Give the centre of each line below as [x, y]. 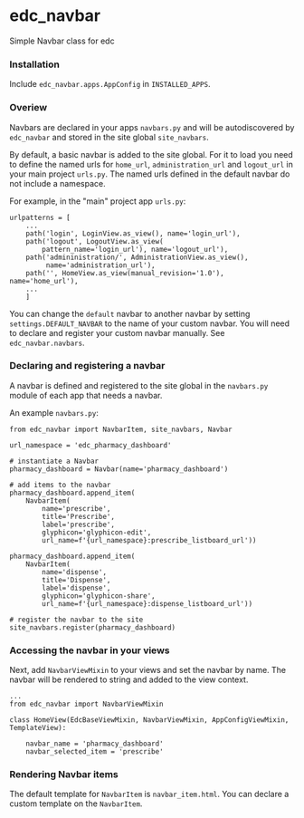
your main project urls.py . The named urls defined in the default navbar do [150, 174]
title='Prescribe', [79, 516]
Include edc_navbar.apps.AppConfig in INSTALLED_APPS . [110, 84]
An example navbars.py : [54, 412]
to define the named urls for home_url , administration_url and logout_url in [152, 164]
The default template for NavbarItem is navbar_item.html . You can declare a [149, 794]
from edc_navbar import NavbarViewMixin [87, 704]
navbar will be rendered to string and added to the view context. [129, 679]
